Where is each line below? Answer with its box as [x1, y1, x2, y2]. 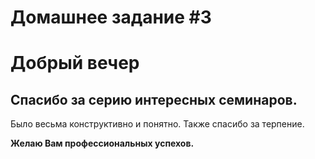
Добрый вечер [10, 52, 140, 75]
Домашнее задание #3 [10, 6, 212, 29]
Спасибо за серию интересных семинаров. [10, 91, 298, 108]
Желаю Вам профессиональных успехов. [10, 137, 195, 150]
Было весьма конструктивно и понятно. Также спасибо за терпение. [10, 118, 305, 130]
